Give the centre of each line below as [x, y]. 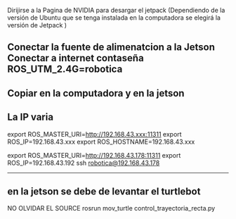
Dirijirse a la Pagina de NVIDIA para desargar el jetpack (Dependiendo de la [116, 10]
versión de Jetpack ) [37, 25]
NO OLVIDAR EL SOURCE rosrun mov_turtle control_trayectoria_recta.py [111, 208]
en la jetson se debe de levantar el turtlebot [104, 191]
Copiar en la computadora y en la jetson [96, 93]
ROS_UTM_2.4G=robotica [65, 69]
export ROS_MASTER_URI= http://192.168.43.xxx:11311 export [94, 134]
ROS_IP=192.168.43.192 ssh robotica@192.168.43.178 [84, 163]
